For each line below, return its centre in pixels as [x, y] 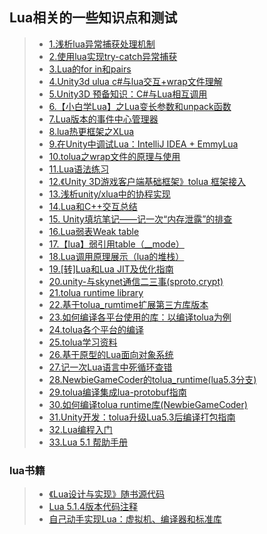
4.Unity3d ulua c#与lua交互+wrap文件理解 [135, 81]
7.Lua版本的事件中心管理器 [103, 119]
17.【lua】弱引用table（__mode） [116, 244]
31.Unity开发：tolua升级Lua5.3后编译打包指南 [142, 417]
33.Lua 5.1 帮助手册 [88, 442]
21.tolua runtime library [96, 292]
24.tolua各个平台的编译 [96, 329]
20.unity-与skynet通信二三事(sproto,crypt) [136, 281]
